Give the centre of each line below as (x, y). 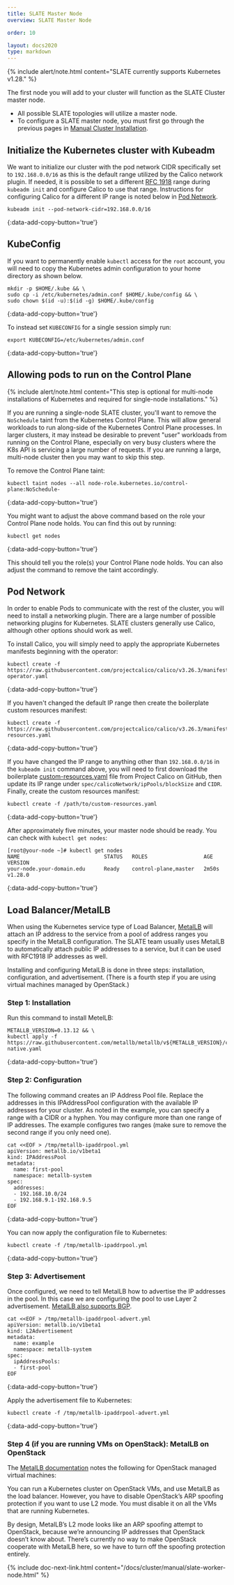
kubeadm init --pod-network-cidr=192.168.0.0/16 (79, 209)
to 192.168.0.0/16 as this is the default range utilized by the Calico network (115, 174)
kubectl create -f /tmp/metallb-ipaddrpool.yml (78, 1245)
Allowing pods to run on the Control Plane (99, 375)
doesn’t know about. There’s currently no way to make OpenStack (102, 1539)
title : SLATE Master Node (45, 14)
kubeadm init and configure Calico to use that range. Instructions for (106, 189)
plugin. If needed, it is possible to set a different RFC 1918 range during (109, 181)
